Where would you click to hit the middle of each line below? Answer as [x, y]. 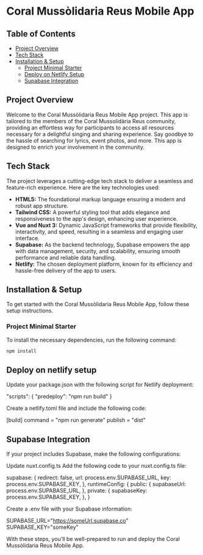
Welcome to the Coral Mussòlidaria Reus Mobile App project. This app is [97, 115]
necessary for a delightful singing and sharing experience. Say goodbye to [100, 134]
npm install [21, 351]
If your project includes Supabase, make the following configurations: [94, 454]
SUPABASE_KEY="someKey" [43, 527]
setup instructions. [30, 311]
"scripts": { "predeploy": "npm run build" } [59, 396]
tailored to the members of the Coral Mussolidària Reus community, [91, 121]
